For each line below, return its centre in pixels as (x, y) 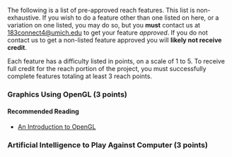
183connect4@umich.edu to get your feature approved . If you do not (108, 32)
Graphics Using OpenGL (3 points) (67, 94)
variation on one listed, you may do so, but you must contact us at (104, 25)
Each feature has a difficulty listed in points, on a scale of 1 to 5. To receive (116, 61)
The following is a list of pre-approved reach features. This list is (101, 10)
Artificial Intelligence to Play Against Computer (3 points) (108, 145)
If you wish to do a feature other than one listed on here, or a (130, 18)
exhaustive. (24, 18)
